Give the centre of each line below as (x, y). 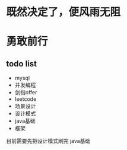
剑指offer (26, 92)
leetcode (26, 99)
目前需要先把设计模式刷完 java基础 (48, 141)
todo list (22, 64)
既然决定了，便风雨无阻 (63, 12)
